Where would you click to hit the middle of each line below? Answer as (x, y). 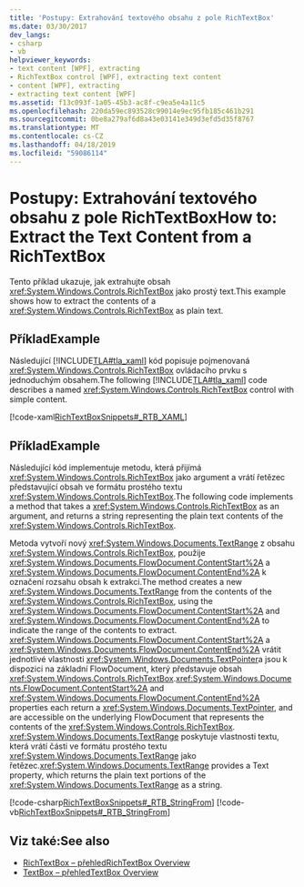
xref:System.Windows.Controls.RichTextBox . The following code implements (152, 497)
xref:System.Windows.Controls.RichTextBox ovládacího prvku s (128, 370)
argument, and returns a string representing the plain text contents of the (147, 516)
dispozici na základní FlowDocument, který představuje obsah (126, 669)
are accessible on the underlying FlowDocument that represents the (137, 717)
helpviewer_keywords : (51, 60)
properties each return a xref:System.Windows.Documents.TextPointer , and (151, 708)
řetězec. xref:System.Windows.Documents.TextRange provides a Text (139, 766)
